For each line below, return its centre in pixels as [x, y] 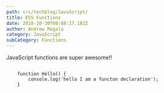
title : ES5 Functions [34, 18]
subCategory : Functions [36, 40]
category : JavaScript [34, 35]
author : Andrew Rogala [35, 29]
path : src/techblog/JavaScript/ [47, 12]
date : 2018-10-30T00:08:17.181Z [47, 23]
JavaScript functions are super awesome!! [59, 57]
